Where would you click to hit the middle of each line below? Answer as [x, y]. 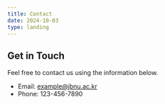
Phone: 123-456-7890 [50, 94]
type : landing [28, 27]
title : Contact [30, 14]
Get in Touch [36, 56]
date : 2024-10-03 [33, 21]
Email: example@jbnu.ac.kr [57, 86]
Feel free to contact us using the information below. [83, 73]
